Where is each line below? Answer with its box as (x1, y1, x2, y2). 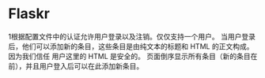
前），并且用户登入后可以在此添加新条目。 (8, 61, 144, 71)
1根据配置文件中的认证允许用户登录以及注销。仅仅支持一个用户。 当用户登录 (8, 32, 256, 41)
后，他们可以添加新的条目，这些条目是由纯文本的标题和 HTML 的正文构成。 (8, 41, 254, 51)
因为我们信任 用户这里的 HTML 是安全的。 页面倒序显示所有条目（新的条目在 (8, 51, 258, 61)
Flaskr (8, 5, 50, 23)
